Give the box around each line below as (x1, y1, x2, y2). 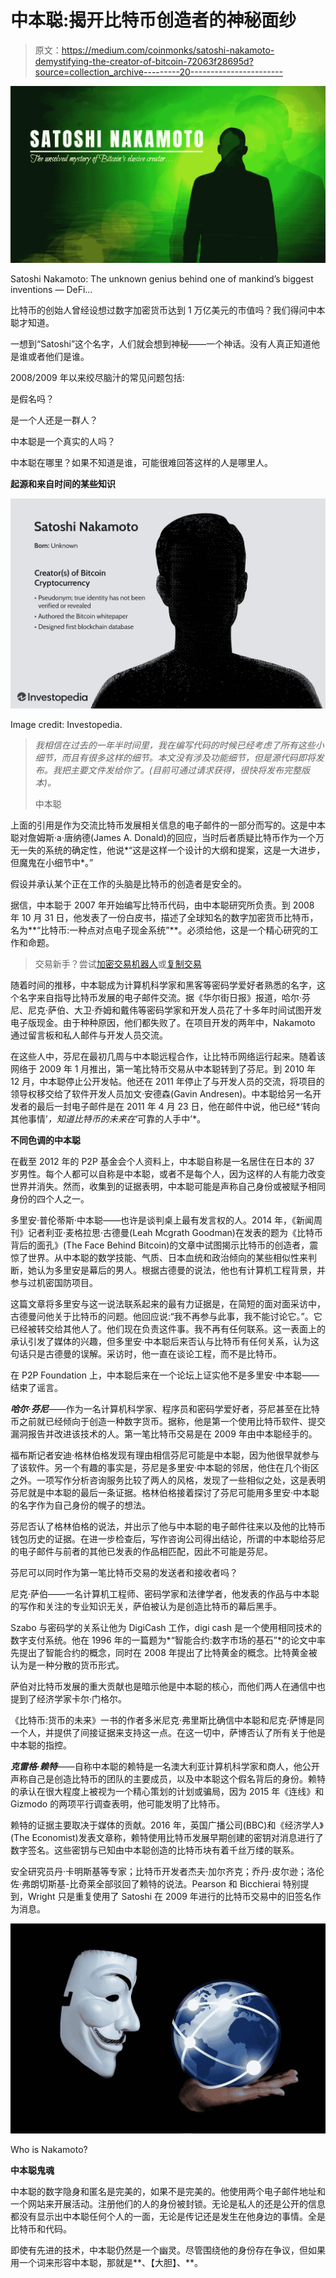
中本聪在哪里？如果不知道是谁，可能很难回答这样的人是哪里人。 (10, 457, 273, 469)
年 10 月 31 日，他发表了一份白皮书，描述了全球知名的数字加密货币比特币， (10, 912, 319, 924)
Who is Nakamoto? (10, 2144, 88, 2156)
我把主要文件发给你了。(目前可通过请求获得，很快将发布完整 (52, 764, 302, 776)
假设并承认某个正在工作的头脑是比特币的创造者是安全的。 (10, 878, 247, 890)
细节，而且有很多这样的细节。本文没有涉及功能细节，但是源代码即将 (34, 752, 316, 764)
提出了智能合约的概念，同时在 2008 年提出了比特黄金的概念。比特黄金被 (18, 1647, 318, 1659)
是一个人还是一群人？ (10, 414, 98, 426)
